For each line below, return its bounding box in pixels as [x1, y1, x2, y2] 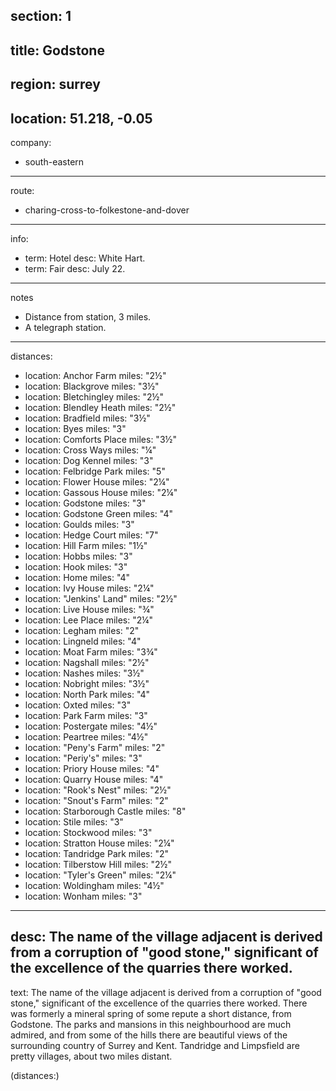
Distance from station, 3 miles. [24, 310, 152, 323]
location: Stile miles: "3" [24, 815, 124, 828]
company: [10, 136, 52, 148]
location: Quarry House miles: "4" [24, 773, 164, 785]
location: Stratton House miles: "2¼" [24, 837, 175, 849]
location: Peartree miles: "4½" [24, 730, 149, 743]
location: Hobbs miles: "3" [24, 550, 133, 562]
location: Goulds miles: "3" [24, 518, 135, 530]
